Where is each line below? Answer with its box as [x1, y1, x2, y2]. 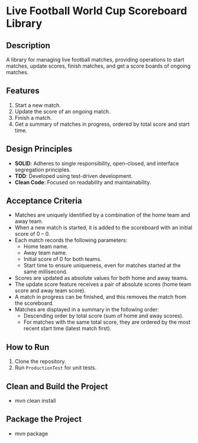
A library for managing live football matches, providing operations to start [6, 56, 184, 63]
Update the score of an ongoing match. [14, 108, 111, 115]
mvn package [14, 430, 48, 437]
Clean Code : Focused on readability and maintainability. [14, 179, 152, 186]
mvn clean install [14, 397, 56, 404]
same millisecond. [23, 268, 68, 275]
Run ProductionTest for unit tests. [14, 364, 97, 371]
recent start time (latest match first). [23, 325, 112, 332]
